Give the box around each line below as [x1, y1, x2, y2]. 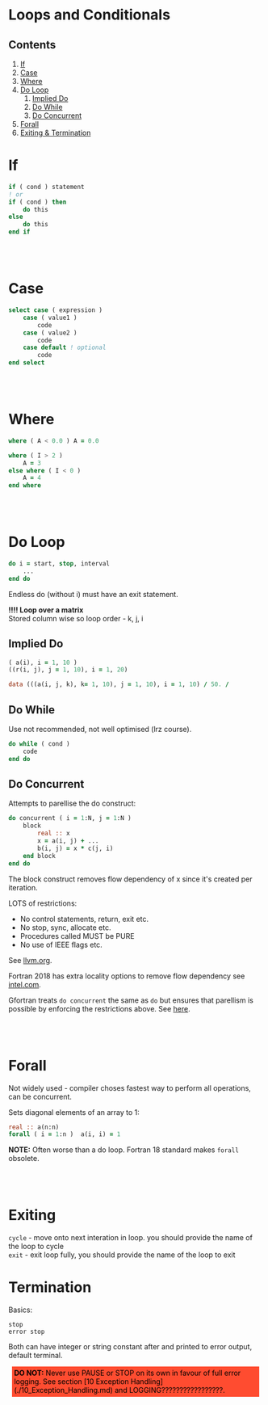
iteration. [8, 882, 38, 892]
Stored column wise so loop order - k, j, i [8, 613, 144, 623]
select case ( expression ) [8, 306, 103, 314]
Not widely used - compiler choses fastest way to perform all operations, [8, 1083, 252, 1092]
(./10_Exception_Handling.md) [14, 1386, 113, 1395]
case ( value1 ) [23, 313, 78, 322]
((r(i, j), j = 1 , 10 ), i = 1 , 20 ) [8, 666, 128, 674]
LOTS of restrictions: [8, 898, 77, 908]
